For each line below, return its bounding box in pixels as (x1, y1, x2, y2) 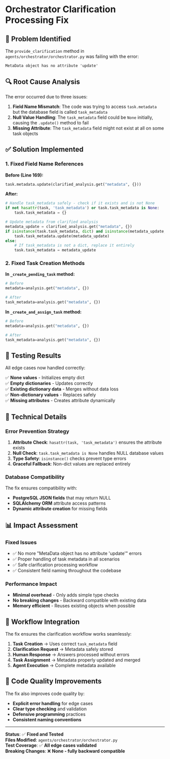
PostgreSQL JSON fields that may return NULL (12, 495, 111, 501)
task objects (12, 130, 38, 137)
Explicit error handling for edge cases (12, 700, 93, 706)
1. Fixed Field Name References (5, 160, 83, 168)
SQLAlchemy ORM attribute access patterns (12, 500, 106, 506)
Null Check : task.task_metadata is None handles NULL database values (12, 450, 164, 456)
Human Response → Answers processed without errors (12, 651, 130, 658)
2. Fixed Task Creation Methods (5, 260, 85, 267)
